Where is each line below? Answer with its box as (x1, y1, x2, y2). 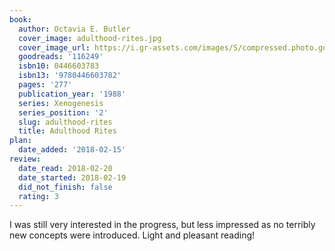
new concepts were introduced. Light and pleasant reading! (9, 229, 256, 241)
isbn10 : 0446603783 (18, 61, 100, 71)
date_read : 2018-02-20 (18, 163, 113, 173)
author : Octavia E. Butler (18, 24, 131, 34)
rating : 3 (18, 191, 59, 201)
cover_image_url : (18, 42, 91, 53)
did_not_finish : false (18, 182, 113, 192)
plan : (9, 136, 32, 146)
